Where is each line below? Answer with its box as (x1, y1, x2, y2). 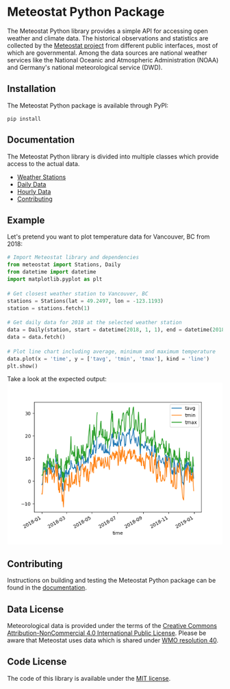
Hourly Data (16, 187, 51, 195)
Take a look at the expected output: (7, 375, 107, 383)
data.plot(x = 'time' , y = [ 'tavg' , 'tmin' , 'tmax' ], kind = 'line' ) (7, 355, 210, 362)
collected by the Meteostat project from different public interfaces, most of (7, 41, 218, 49)
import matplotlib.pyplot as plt (7, 276, 103, 282)
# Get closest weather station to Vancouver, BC (7, 290, 149, 297)
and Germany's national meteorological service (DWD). (7, 63, 163, 71)
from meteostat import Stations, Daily (7, 261, 121, 268)
